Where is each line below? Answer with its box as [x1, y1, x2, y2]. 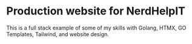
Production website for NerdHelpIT [6, 4, 186, 18]
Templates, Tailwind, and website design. [6, 30, 109, 37]
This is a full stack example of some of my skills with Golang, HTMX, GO [6, 24, 187, 31]
